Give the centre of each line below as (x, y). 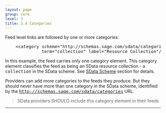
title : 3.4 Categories (28, 23)
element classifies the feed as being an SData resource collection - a (75, 66)
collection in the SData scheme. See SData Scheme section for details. (80, 71)
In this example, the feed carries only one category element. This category (81, 61)
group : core (17, 14)
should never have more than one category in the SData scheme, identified (82, 86)
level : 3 (14, 19)
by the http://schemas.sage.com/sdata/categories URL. (70, 91)
